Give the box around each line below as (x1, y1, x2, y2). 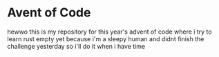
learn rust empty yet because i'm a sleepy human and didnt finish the (7, 34, 204, 43)
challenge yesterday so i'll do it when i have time (7, 42, 146, 50)
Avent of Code (7, 5, 91, 21)
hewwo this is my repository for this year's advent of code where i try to (7, 27, 212, 36)
